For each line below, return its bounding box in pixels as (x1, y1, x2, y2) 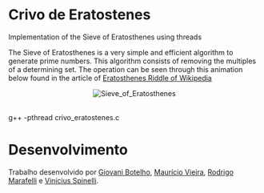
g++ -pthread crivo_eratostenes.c (8, 112, 120, 122)
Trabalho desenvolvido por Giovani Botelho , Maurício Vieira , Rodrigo (8, 167, 234, 177)
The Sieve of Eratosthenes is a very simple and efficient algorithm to (8, 47, 234, 57)
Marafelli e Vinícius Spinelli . (8, 175, 99, 185)
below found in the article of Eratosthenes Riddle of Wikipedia (8, 73, 212, 82)
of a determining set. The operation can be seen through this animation (8, 64, 243, 74)
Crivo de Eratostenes (8, 6, 151, 24)
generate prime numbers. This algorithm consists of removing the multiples (8, 56, 257, 66)
